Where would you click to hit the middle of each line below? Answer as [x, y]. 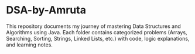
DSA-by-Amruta [46, 10]
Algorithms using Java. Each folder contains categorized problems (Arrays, [97, 32]
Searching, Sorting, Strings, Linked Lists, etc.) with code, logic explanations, [98, 38]
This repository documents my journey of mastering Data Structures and [94, 26]
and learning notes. [29, 45]
